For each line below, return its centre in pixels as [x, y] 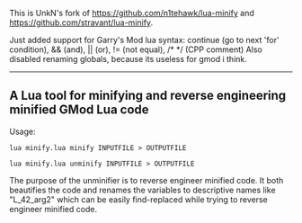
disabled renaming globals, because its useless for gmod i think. [128, 59]
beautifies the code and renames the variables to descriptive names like [142, 190]
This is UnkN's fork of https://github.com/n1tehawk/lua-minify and [132, 13]
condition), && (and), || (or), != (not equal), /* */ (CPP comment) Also [136, 49]
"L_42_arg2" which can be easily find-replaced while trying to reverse [138, 199]
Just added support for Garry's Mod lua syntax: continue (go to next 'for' [145, 40]
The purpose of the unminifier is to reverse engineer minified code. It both [147, 180]
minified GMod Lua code [80, 110]
